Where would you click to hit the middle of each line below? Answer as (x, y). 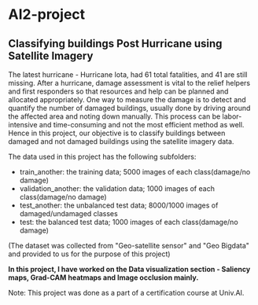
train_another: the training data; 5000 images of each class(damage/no (135, 172)
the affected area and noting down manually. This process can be (114, 116)
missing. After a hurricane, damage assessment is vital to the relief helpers (129, 83)
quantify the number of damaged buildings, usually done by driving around (129, 108)
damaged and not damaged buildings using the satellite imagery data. (121, 141)
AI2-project (47, 15)
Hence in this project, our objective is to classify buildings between (117, 133)
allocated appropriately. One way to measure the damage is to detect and (127, 99)
